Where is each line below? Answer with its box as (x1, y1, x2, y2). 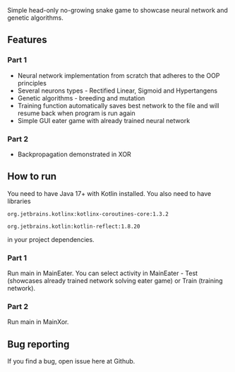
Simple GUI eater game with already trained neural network (17, 116, 191, 124)
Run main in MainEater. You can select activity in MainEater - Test (7, 269, 198, 278)
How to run (7, 170, 57, 182)
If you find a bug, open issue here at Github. (7, 357, 135, 366)
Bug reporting (7, 338, 70, 350)
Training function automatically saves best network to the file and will (17, 101, 219, 110)
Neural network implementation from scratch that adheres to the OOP (17, 71, 220, 80)
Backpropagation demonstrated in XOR (17, 150, 132, 158)
